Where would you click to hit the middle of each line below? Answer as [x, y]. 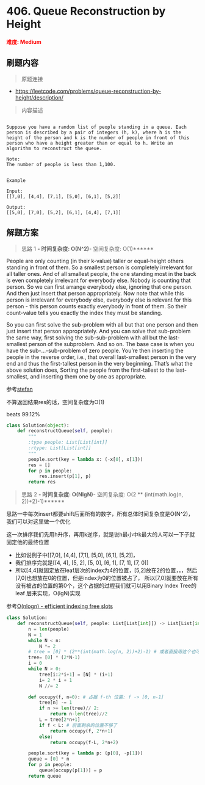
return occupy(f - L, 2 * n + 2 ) [84, 742]
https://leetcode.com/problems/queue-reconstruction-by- [88, 91]
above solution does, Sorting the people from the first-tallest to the [90, 370]
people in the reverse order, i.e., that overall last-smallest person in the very [101, 357]
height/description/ [39, 97]
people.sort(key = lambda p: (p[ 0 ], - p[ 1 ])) [86, 753]
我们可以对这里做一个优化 [38, 522]
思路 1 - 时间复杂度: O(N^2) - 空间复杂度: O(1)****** [88, 248]
